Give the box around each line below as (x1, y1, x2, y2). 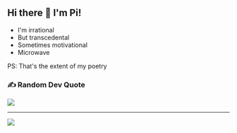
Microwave (17, 48, 50, 56)
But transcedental (17, 33, 70, 42)
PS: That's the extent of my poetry (7, 61, 107, 70)
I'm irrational (17, 25, 54, 34)
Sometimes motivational (17, 40, 88, 49)
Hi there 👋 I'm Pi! (7, 7, 82, 19)
